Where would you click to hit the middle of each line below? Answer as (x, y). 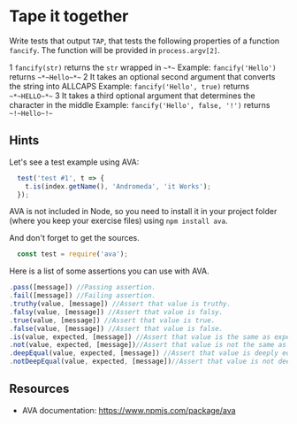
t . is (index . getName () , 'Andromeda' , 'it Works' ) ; (118, 186)
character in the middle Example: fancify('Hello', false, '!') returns (140, 104)
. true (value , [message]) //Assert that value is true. (112, 320)
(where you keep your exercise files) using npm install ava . (118, 221)
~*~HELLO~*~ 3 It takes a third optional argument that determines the (132, 96)
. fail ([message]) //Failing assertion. (83, 296)
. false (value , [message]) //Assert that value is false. (116, 328)
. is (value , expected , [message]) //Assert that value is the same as (140, 337)
